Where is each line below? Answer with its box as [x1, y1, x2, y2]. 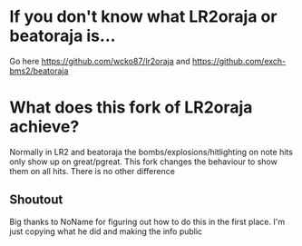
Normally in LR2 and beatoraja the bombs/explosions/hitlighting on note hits [9, 146, 293, 157]
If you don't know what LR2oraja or [9, 6, 278, 27]
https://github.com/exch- [191, 55, 287, 66]
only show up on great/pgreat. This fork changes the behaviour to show [9, 156, 278, 167]
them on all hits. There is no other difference [9, 165, 175, 176]
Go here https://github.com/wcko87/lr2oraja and [9, 55, 190, 66]
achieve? [9, 116, 80, 137]
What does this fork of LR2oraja [9, 97, 253, 118]
